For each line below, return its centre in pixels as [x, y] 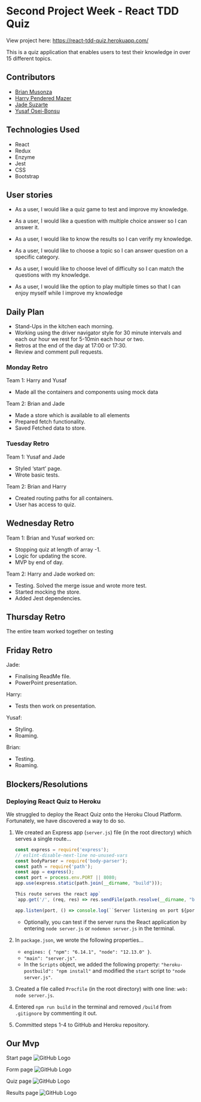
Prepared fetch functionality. [50, 422]
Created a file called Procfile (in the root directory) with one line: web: [101, 989]
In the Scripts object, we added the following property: [92, 964]
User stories [29, 195]
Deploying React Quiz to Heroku [54, 801]
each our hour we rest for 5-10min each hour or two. [80, 339]
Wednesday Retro [40, 523]
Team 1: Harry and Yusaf [36, 381]
